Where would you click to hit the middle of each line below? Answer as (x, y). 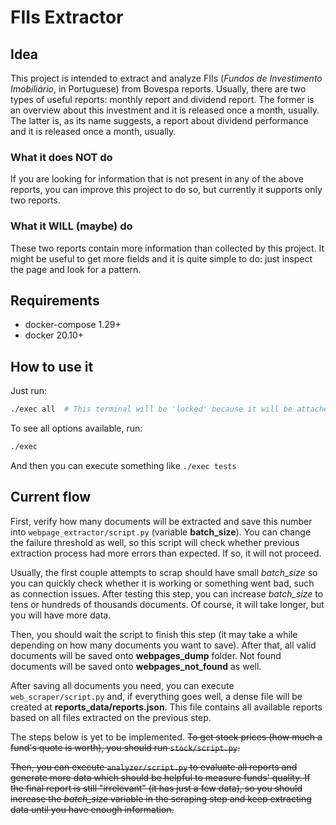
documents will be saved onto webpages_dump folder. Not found (146, 655)
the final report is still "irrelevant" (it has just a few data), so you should (156, 788)
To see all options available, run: (76, 428)
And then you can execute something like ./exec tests (123, 465)
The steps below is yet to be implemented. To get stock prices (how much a (166, 737)
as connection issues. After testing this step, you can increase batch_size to (167, 593)
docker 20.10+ (54, 335)
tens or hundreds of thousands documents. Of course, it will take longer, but (167, 604)
